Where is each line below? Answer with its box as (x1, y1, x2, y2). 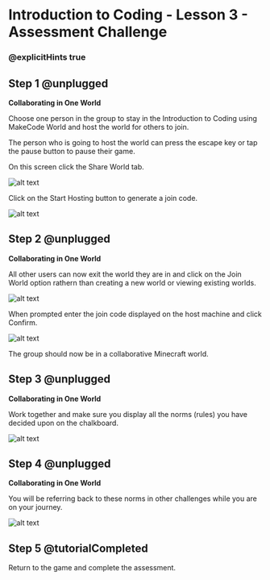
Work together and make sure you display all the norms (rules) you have (8, 409, 248, 419)
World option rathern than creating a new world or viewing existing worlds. (8, 277, 256, 287)
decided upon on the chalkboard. (8, 418, 119, 428)
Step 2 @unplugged (8, 232, 110, 246)
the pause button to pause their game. (8, 146, 135, 156)
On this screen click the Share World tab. (8, 161, 145, 171)
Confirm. (8, 317, 38, 328)
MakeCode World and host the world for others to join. (8, 122, 189, 131)
